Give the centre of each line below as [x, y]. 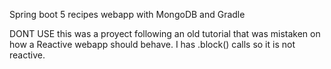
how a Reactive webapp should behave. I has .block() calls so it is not [152, 44]
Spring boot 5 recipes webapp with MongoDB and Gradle [127, 14]
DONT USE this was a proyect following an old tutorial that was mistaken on [165, 33]
